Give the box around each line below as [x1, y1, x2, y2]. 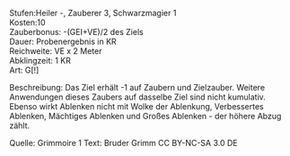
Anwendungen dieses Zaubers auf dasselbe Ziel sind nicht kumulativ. [9, 91, 267, 102]
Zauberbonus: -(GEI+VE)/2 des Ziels [9, 27, 144, 37]
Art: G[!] [9, 65, 40, 75]
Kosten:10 [9, 17, 47, 28]
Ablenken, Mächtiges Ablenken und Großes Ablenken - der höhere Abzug [9, 111, 282, 121]
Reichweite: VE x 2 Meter [9, 46, 102, 56]
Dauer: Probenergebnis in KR [9, 36, 117, 47]
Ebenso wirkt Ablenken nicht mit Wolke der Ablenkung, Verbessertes [9, 101, 264, 111]
